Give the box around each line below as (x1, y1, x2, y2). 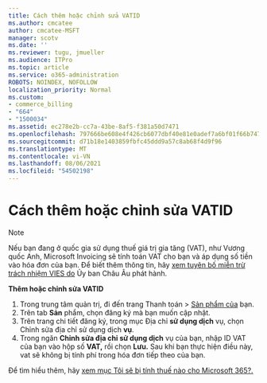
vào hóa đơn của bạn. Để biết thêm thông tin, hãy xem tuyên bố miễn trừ (8, 260, 246, 269)
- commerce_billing (8, 100, 73, 108)
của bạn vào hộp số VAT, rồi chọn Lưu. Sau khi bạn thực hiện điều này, (19, 342, 253, 351)
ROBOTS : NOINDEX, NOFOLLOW (8, 78, 98, 86)
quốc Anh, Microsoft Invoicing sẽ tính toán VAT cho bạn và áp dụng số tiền (8, 252, 253, 261)
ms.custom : (8, 93, 44, 101)
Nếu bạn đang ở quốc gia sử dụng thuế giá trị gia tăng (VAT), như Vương (8, 243, 245, 252)
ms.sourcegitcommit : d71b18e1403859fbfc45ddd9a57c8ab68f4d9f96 (8, 137, 222, 146)
